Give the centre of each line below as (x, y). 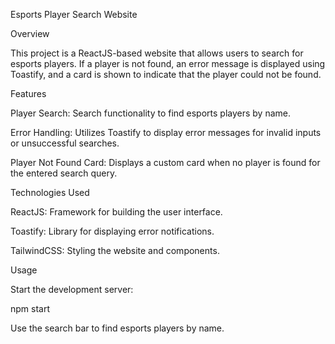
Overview (30, 33)
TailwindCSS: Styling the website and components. (115, 250)
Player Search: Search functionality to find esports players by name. (151, 113)
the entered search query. (64, 173)
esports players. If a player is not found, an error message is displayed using (168, 63)
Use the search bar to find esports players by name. (117, 328)
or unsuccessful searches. (65, 143)
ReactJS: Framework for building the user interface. (116, 212)
